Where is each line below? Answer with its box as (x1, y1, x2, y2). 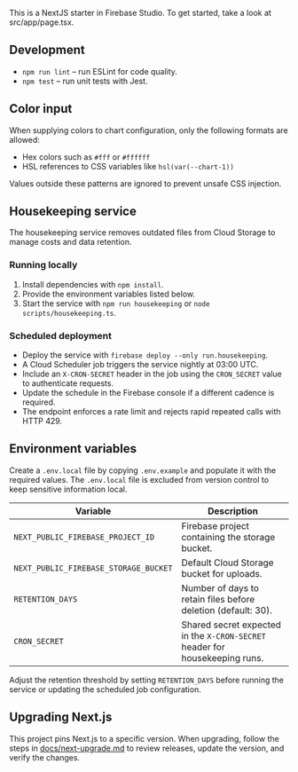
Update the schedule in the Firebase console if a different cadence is (21, 388, 275, 398)
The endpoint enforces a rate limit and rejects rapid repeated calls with (21, 406, 281, 417)
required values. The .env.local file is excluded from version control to (9, 474, 269, 484)
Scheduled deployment (9, 329, 113, 342)
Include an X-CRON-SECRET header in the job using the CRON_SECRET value (21, 368, 282, 380)
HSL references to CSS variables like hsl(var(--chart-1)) (21, 161, 235, 171)
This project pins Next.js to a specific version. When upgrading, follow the (9, 733, 279, 744)
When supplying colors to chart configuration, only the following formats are (9, 124, 288, 136)
